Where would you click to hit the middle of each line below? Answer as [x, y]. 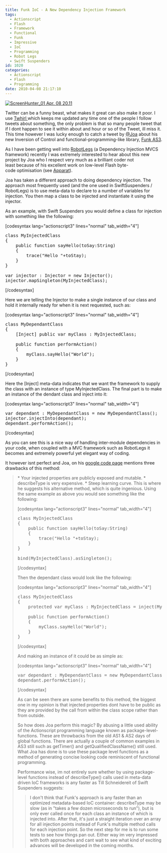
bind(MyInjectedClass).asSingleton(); [65, 558]
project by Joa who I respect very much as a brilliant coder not [70, 159]
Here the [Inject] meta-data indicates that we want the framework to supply [83, 383]
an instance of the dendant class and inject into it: [56, 394]
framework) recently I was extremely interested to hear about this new [77, 154]
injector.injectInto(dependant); [46, 418]
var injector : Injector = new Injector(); [59, 275]
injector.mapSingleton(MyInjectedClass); [57, 280]
